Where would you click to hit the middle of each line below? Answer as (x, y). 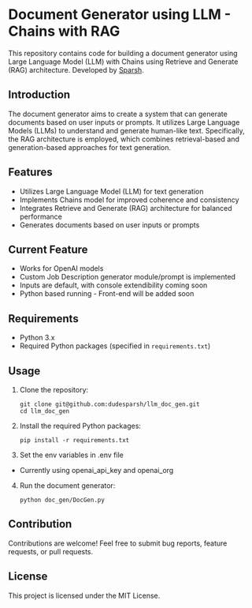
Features (30, 173)
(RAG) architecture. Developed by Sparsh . (76, 69)
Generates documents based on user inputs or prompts (109, 225)
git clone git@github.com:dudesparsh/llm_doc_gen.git (109, 404)
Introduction (39, 95)
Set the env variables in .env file (72, 455)
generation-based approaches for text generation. (90, 147)
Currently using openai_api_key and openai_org (96, 470)
